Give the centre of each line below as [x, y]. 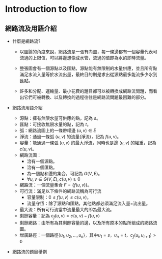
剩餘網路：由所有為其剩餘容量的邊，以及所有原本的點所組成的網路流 [88, 223]
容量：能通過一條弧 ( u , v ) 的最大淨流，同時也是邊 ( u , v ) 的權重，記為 [88, 143]
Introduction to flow [46, 9]
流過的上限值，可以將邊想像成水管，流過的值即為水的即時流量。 [84, 58]
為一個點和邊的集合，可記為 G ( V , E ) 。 [65, 174]
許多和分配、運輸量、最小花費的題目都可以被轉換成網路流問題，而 [86, 91]
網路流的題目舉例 [29, 252]
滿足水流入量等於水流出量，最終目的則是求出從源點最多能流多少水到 [88, 74]
